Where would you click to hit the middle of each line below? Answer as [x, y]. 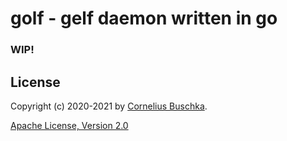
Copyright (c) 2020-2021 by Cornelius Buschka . [109, 106]
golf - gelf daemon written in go [144, 18]
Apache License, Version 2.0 [69, 125]
